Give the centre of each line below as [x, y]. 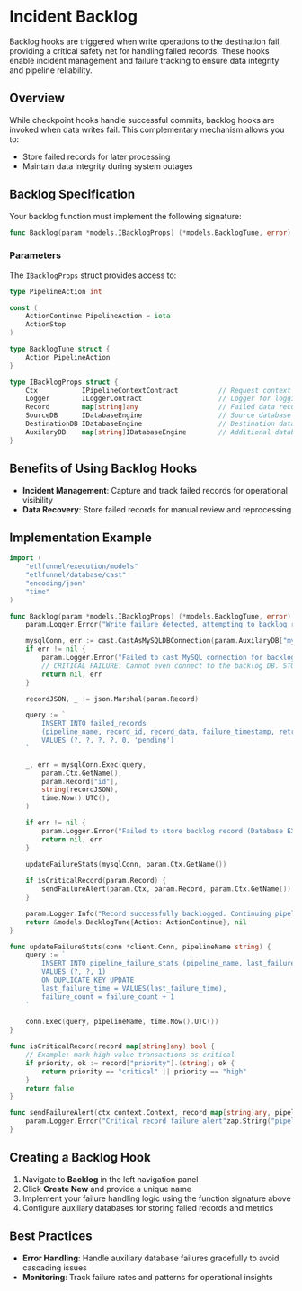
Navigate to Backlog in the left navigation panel [110, 1179]
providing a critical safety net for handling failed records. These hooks [139, 50]
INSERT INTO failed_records [94, 724]
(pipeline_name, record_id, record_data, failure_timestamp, [159, 732]
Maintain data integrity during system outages [107, 166]
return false [50, 1088]
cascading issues [54, 1267]
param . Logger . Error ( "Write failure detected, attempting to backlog [156, 625]
